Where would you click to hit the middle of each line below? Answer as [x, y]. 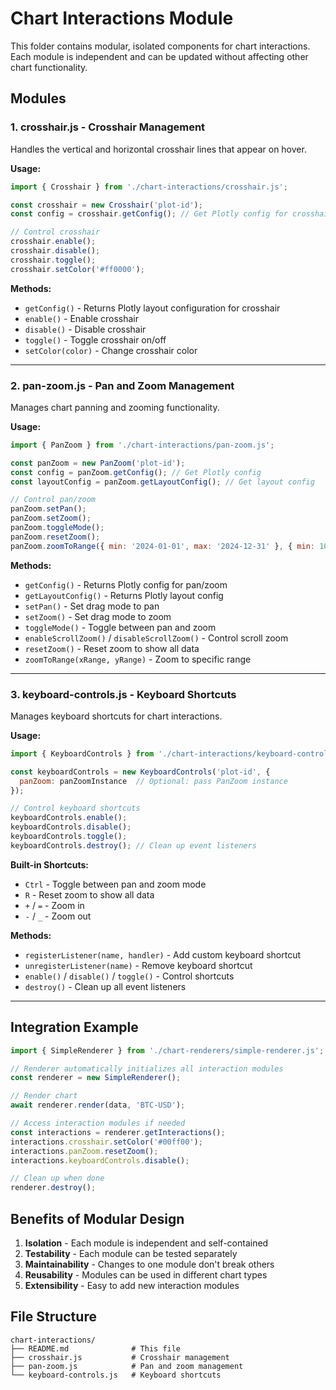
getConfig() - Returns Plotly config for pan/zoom [126, 584]
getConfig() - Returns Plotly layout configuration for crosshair [152, 308]
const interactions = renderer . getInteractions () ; [118, 1132]
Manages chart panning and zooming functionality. [115, 407]
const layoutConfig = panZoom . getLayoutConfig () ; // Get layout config [162, 482]
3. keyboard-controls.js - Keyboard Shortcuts [123, 694]
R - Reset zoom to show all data [89, 894]
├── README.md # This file [96, 1348]
